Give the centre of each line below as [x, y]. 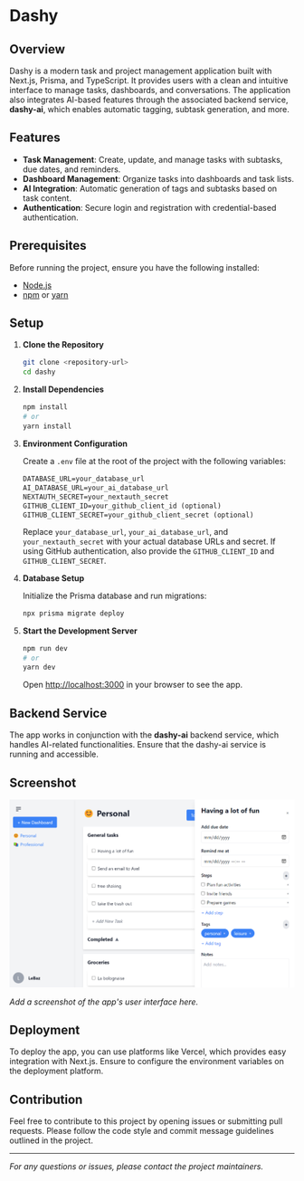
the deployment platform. [57, 1071]
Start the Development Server [80, 631]
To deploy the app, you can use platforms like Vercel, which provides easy [148, 1052]
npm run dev [45, 648]
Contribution [46, 1099]
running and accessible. [54, 754]
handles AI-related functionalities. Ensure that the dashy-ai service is [138, 745]
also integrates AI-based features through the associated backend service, [149, 100]
